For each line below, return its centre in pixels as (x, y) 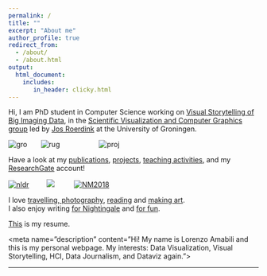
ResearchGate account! (47, 169)
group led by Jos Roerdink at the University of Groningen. (103, 129)
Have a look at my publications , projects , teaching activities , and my (120, 160)
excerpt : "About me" (43, 30)
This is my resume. (39, 224)
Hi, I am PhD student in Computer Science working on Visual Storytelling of (131, 112)
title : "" (25, 23)
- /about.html (39, 60)
